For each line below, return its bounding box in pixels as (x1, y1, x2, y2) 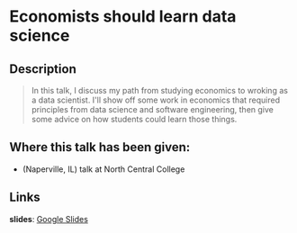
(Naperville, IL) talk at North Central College (22, 164, 185, 175)
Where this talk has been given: (9, 139, 191, 155)
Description (9, 61, 76, 76)
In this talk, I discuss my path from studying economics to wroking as (31, 85, 288, 95)
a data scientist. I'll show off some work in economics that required (31, 94, 281, 105)
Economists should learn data (9, 6, 237, 27)
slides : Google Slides (9, 213, 88, 224)
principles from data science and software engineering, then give (31, 104, 274, 114)
